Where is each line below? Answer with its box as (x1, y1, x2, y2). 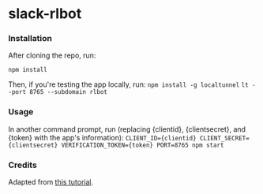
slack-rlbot (8, 5, 82, 23)
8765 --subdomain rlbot (28, 88, 108, 96)
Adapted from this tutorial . (8, 177, 93, 187)
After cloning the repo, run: (8, 50, 96, 60)
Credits (8, 159, 37, 170)
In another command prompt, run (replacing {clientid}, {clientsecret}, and (8, 124, 246, 134)
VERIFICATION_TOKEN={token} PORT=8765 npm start (61, 141, 224, 149)
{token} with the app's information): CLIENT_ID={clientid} (8, 132, 197, 142)
